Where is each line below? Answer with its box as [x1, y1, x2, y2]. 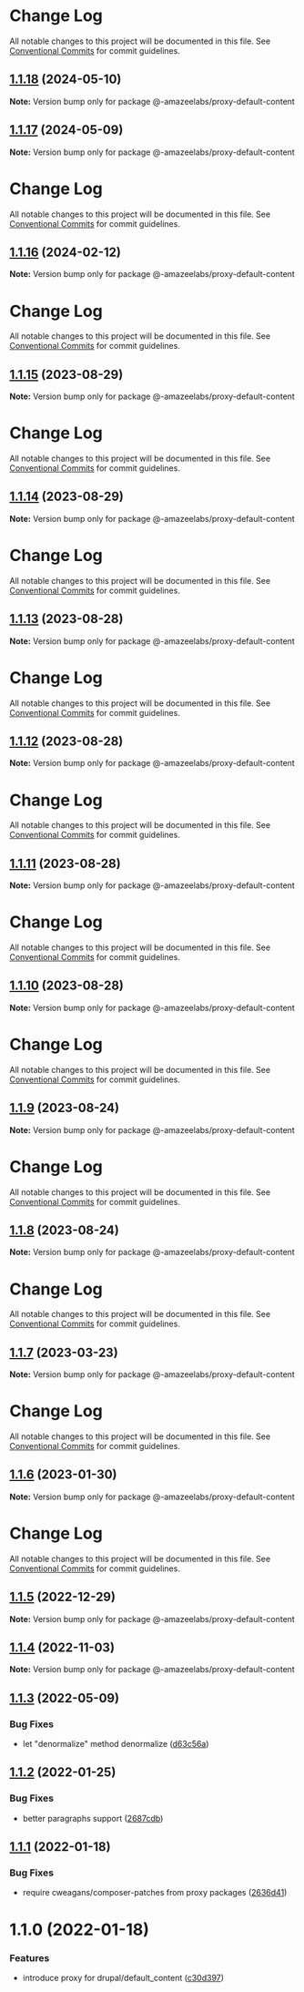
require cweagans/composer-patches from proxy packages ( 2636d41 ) [22, 1887, 288, 1898]
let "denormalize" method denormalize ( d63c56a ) [22, 1739, 209, 1750]
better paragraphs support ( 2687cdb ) [22, 1813, 164, 1823]
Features [9, 1951, 50, 1964]
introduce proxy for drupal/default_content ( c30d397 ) [22, 1972, 225, 1983]
